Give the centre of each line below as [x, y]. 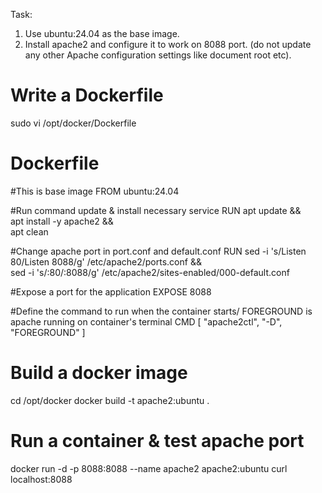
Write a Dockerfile [87, 95]
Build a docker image [99, 373]
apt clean [29, 231]
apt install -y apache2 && [62, 221]
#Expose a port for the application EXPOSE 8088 [111, 291]
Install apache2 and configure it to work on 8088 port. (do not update [168, 44]
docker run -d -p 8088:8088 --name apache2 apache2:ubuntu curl [149, 468]
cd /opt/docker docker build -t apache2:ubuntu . [110, 400]
